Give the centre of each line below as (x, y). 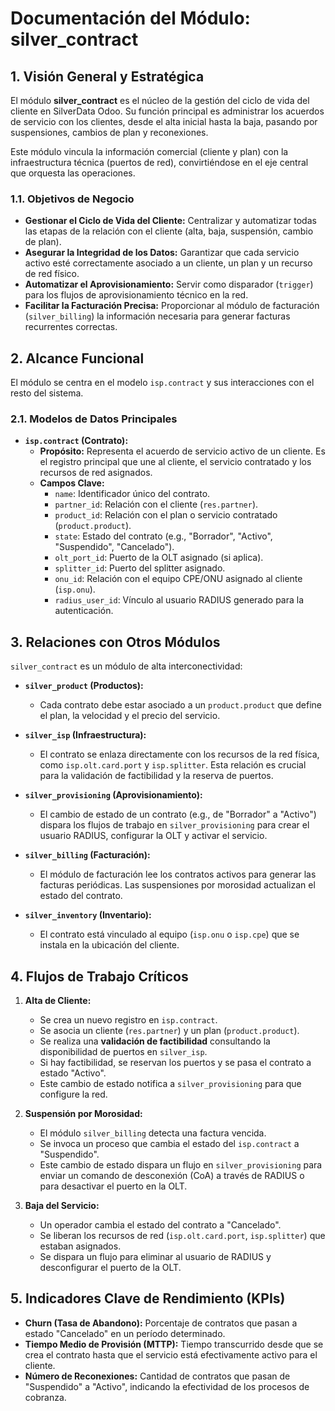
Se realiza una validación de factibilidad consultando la (155, 1041)
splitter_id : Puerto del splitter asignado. (140, 568)
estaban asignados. (80, 1246)
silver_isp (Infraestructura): (85, 735)
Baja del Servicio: (62, 1206)
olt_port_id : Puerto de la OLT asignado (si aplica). (159, 558)
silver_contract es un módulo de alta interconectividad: (126, 666)
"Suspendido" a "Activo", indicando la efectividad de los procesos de (167, 1386)
